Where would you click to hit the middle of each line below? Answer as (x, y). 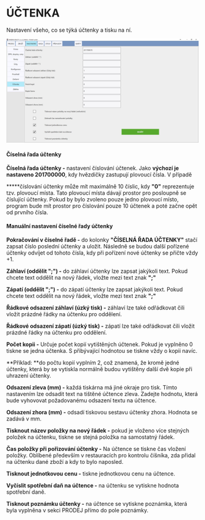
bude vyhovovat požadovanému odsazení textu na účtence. (81, 400)
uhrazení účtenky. (29, 376)
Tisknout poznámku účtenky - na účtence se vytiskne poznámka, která (97, 504)
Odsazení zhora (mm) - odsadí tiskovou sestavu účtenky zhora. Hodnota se (102, 413)
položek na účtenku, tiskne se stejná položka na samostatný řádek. (91, 437)
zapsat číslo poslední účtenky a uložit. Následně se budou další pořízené (98, 247)
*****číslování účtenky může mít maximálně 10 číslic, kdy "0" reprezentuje (100, 186)
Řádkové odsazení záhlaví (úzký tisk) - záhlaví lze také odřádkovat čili (95, 308)
